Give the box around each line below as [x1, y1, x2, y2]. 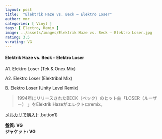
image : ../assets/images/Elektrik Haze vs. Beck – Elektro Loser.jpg [5, 30, 153, 35]
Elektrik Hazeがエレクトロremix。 [36, 101, 105, 107]
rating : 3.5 [5, 35, 30, 40]
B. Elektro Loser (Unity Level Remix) [5, 85, 79, 91]
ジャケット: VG [5, 128, 36, 134]
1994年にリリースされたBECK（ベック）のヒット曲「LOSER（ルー [17, 95, 153, 101]
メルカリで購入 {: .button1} [5, 112, 58, 118]
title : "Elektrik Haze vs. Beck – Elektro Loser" [5, 12, 112, 17]
